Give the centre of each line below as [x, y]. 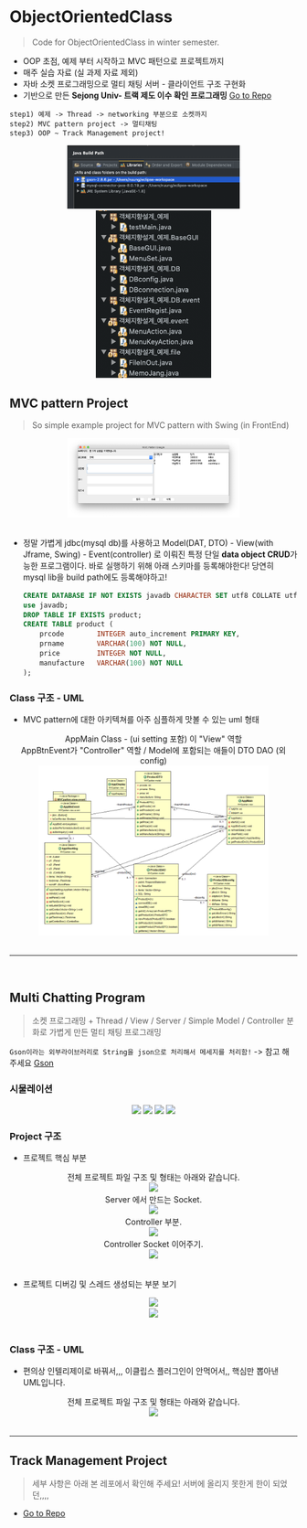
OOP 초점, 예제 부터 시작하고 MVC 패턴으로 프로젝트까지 [123, 60]
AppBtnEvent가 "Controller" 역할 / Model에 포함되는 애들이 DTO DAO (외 [153, 751]
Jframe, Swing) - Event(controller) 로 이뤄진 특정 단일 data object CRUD [156, 554]
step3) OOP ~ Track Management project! [88, 133]
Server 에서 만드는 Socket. [153, 1199]
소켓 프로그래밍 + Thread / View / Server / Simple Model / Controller [158, 1020]
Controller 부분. [153, 1222]
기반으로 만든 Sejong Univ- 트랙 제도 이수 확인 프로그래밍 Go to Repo [147, 95]
